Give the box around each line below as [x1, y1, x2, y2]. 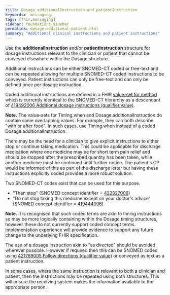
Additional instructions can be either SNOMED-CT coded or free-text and [5, 65, 159, 71]
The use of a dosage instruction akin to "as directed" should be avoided [5, 242, 156, 248]
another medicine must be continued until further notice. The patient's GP [5, 160, 160, 165]
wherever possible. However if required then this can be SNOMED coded [5, 247, 158, 253]
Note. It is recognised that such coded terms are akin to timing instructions [5, 211, 162, 216]
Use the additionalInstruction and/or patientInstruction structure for [5, 45, 151, 51]
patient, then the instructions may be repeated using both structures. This [5, 273, 159, 279]
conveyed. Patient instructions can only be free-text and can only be [5, 77, 149, 82]
